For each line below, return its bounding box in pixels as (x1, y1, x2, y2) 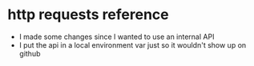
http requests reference (7, 6, 169, 24)
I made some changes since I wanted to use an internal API (18, 32, 215, 41)
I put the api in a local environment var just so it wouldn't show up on (18, 40, 247, 49)
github (18, 49, 41, 58)
